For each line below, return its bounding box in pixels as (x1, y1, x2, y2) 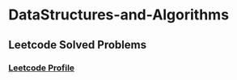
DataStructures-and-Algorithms (8, 6, 229, 24)
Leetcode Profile (8, 62, 75, 74)
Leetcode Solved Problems (8, 38, 147, 52)
